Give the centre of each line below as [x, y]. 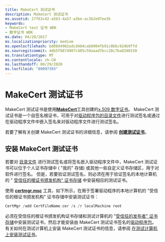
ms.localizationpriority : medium [39, 42]
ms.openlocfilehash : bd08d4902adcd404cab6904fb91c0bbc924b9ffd [71, 46]
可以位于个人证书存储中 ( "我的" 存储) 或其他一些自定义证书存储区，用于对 [84, 168]
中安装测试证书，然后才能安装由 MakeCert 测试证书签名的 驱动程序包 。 [85, 222]
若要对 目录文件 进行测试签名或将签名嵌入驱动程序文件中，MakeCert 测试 [79, 161]
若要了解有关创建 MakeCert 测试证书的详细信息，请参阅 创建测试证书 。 [77, 132]
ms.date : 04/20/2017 [26, 37]
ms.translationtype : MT [29, 55]
